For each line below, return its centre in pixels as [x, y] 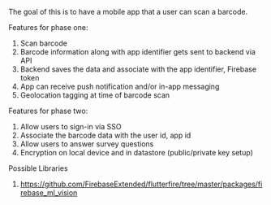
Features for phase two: [48, 111]
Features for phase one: [48, 27]
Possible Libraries [38, 168]
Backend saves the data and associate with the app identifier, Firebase [138, 69]
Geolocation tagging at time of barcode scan [95, 95]
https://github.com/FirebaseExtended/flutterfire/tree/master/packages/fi [141, 184]
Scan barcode [43, 43]
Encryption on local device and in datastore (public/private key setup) [136, 153]
